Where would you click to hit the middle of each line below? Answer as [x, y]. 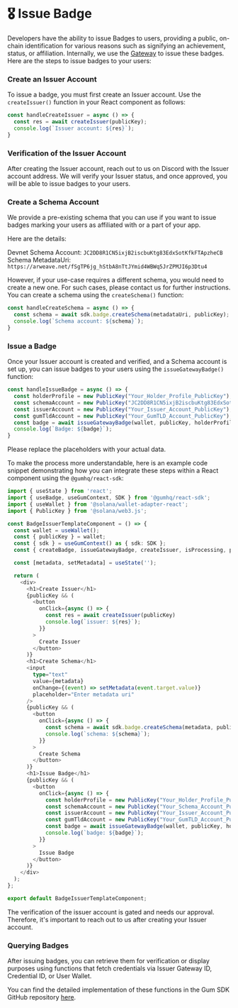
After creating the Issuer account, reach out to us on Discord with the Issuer [118, 169]
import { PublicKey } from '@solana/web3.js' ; [77, 511]
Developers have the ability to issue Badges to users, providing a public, [113, 38]
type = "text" [51, 675]
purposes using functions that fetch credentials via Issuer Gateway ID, [110, 968]
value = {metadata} [58, 681]
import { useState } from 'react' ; [60, 491]
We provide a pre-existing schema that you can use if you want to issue [112, 218]
